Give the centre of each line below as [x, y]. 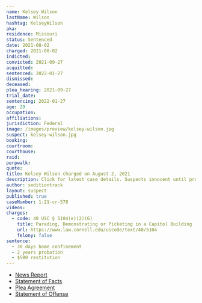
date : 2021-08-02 [28, 46]
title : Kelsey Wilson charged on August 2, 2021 [68, 174]
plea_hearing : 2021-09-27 [38, 90]
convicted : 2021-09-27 [35, 62]
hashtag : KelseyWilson [35, 23]
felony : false [35, 235]
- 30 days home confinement [47, 246]
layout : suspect [26, 191]
